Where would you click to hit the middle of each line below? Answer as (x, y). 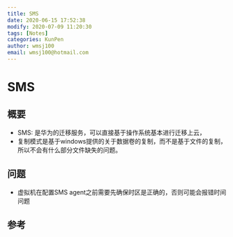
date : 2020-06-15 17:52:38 (46, 20)
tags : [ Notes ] (28, 33)
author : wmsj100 (31, 46)
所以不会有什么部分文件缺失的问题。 (69, 150)
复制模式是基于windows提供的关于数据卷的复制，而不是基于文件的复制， (122, 141)
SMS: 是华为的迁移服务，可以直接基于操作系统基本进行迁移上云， (111, 132)
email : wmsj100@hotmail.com (48, 53)
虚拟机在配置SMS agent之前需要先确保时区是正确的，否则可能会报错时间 (122, 192)
